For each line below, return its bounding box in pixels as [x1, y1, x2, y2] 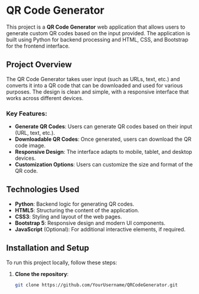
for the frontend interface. [6, 42, 70, 49]
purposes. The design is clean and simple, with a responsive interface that [6, 88, 189, 95]
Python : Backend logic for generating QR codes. [14, 200, 135, 208]
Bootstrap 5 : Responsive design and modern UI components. [14, 219, 166, 227]
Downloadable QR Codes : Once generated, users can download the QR [14, 135, 192, 143]
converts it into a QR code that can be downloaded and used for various [6, 82, 183, 89]
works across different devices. [6, 94, 83, 101]
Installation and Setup [6, 243, 89, 253]
